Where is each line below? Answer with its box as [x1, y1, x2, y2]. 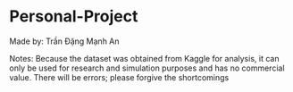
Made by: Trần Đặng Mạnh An [9, 36, 120, 46]
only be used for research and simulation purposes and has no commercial [9, 63, 285, 73]
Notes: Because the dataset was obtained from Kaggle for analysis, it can [9, 53, 280, 63]
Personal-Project [9, 6, 138, 27]
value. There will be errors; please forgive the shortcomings [9, 71, 230, 82]
